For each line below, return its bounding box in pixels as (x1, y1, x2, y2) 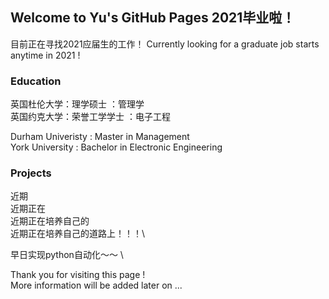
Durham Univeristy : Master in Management (10, 131, 190, 143)
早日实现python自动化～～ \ (10, 249, 124, 261)
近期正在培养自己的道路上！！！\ (10, 228, 146, 240)
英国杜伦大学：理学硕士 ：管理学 (10, 98, 145, 110)
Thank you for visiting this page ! (10, 269, 146, 281)
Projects (10, 166, 52, 180)
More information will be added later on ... (10, 279, 183, 292)
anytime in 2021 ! (10, 49, 81, 61)
